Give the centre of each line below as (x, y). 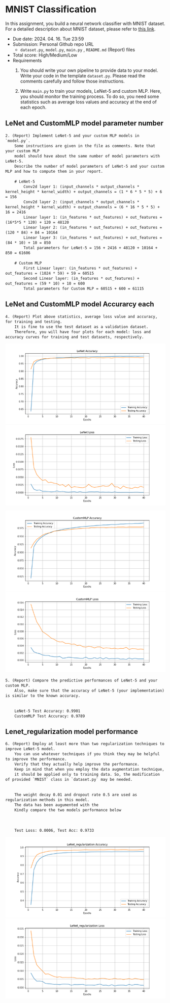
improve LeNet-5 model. (30, 749)
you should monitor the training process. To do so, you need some (90, 96)
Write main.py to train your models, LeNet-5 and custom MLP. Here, (91, 91)
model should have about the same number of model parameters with (87, 156)
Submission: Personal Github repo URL (53, 44)
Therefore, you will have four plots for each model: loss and (83, 332)
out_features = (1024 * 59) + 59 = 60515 (50, 273)
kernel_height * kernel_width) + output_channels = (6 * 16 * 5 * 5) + (82, 207)
